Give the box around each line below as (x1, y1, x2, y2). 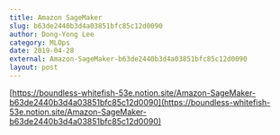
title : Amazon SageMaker (9, 13, 103, 22)
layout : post (9, 63, 59, 72)
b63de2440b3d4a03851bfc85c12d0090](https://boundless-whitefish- (9, 97, 271, 107)
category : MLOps (9, 38, 70, 47)
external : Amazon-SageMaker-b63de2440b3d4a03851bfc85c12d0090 (9, 55, 248, 63)
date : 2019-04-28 (9, 46, 75, 55)
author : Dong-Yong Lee (9, 30, 95, 38)
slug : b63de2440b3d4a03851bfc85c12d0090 (9, 21, 164, 30)
